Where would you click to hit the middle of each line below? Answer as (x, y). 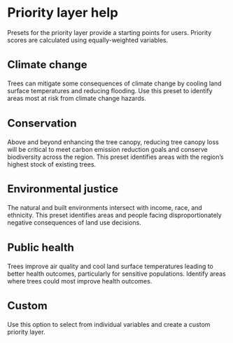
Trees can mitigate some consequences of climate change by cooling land (114, 83)
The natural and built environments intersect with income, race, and (105, 208)
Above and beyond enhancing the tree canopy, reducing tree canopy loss (113, 142)
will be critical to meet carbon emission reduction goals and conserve (107, 149)
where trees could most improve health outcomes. (80, 281)
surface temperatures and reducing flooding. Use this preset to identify (110, 91)
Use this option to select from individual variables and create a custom (109, 325)
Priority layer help (63, 13)
